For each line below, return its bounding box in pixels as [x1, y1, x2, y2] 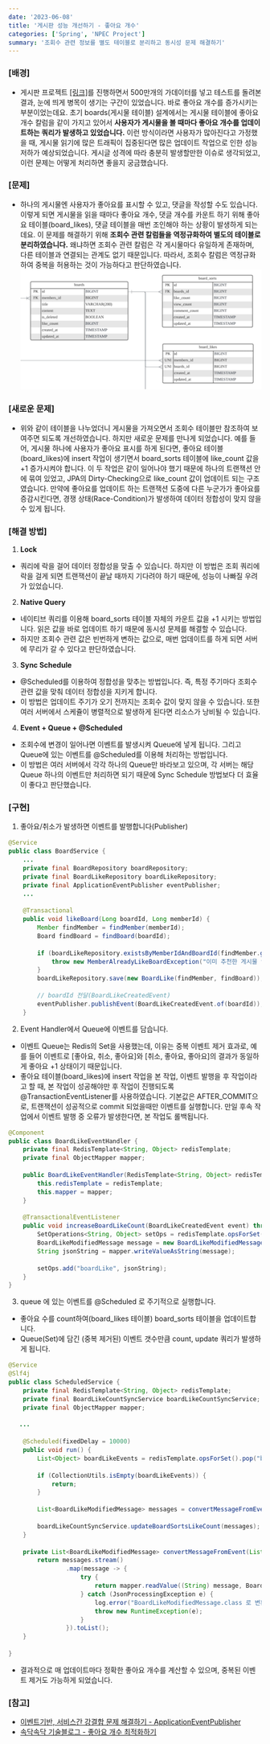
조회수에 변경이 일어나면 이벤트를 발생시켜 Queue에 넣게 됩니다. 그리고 [19, 740, 242, 750]
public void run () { [22, 1446, 92, 1454]
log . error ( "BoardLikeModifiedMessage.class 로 [94, 1598, 252, 1606]
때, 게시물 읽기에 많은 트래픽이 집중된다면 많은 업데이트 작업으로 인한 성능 [28, 138, 259, 147]
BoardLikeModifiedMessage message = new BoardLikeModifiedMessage [37, 1239, 264, 1247]
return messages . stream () [37, 1557, 125, 1565]
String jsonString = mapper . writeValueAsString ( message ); [37, 1247, 235, 1255]
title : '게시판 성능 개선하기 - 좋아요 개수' [8, 21, 140, 30]
